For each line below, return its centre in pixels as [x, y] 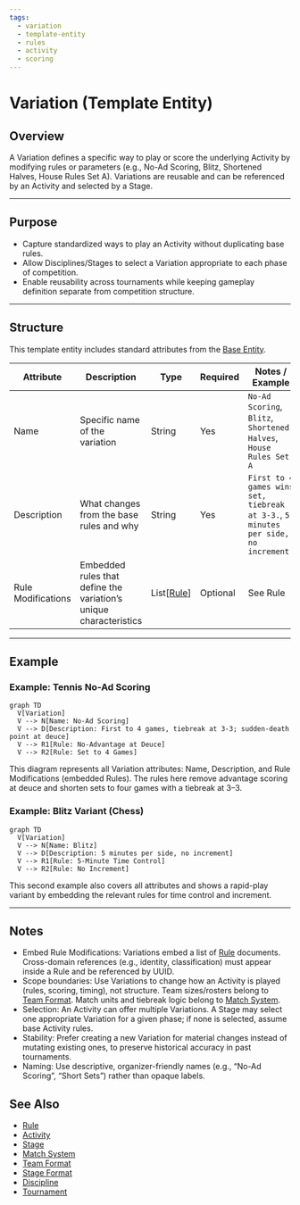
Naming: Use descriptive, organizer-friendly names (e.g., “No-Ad [142, 1067]
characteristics [111, 620]
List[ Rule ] [171, 593]
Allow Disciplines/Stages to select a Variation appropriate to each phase [154, 262]
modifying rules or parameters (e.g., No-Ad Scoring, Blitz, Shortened [136, 167]
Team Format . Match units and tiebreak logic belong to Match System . [151, 1000]
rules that [100, 576]
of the [92, 431]
